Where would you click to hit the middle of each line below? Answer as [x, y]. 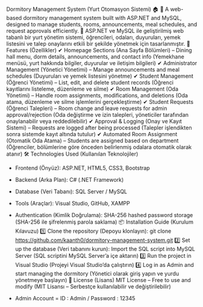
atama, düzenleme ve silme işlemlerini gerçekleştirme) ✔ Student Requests [100, 102]
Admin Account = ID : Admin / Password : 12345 [75, 298]
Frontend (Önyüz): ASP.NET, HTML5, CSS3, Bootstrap [82, 168]
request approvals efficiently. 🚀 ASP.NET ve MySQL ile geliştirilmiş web [95, 31]
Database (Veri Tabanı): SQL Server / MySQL [71, 191]
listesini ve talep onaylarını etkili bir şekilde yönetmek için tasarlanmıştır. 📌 [98, 44]
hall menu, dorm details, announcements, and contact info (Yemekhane [95, 57]
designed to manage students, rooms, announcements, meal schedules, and [102, 24]
